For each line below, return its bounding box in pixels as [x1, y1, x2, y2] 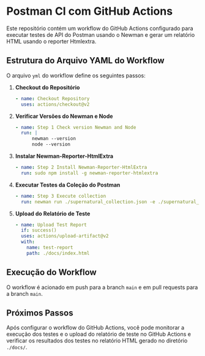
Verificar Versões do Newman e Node [15, 112, 113, 120]
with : [21, 239, 35, 245]
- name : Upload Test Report [15, 222, 87, 228]
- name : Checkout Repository [15, 95, 90, 102]
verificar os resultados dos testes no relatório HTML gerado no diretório [6, 337, 188, 344]
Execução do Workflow [6, 267, 97, 277]
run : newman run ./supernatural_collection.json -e [21, 198, 155, 205]
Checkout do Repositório [15, 83, 80, 91]
